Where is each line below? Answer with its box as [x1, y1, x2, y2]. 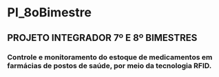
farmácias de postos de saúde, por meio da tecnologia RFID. [7, 61, 212, 70]
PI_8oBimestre [7, 5, 92, 20]
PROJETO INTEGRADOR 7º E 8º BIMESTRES [7, 32, 198, 44]
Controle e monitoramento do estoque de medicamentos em [7, 52, 213, 62]
